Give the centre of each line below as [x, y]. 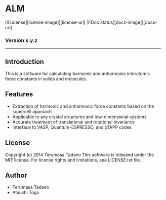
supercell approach [32, 111]
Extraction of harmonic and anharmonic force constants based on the [83, 106]
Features [19, 94]
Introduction [25, 61]
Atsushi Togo [26, 193]
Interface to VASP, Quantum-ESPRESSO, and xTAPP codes [72, 127]
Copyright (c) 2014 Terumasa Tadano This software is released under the [80, 155]
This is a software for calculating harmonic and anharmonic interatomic [78, 74]
